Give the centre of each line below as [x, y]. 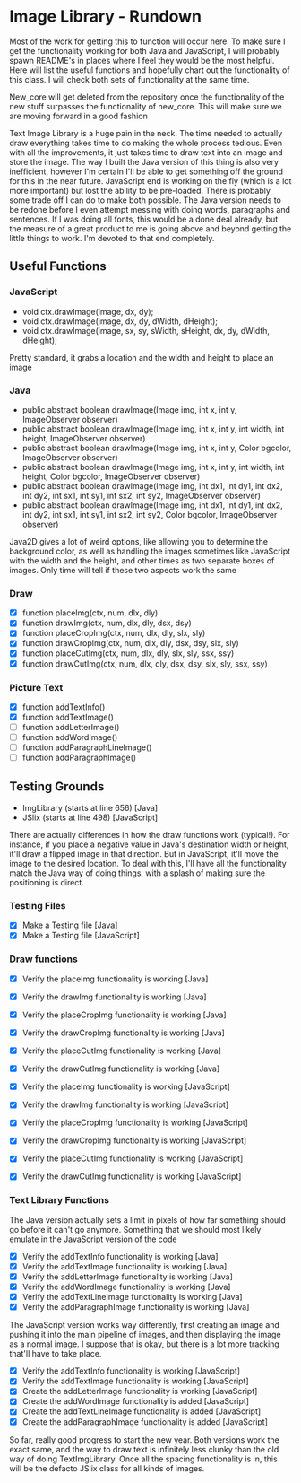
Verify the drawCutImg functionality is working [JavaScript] [132, 1176]
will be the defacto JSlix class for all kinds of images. [107, 1468]
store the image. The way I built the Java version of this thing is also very [144, 161]
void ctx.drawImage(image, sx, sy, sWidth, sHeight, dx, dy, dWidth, [146, 330]
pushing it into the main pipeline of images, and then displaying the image [145, 1335]
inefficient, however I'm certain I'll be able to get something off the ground [146, 171]
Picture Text [36, 687]
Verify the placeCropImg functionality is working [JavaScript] [135, 1122]
